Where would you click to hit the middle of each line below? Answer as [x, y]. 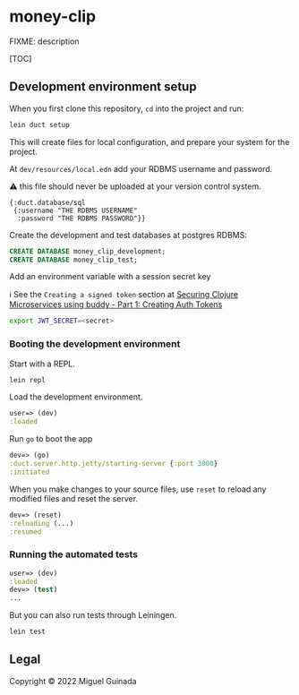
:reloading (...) [42, 523]
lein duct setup [39, 124]
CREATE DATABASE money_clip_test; [74, 260]
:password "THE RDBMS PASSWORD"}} [81, 218]
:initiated [30, 472]
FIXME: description [44, 41]
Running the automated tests [74, 554]
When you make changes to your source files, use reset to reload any [138, 489]
